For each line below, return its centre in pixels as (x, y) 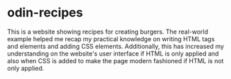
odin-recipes (45, 13)
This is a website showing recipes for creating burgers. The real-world (108, 32)
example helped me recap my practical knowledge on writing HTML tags (111, 38)
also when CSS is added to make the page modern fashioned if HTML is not (115, 60)
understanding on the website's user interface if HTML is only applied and (113, 54)
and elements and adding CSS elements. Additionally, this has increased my (115, 46)
